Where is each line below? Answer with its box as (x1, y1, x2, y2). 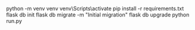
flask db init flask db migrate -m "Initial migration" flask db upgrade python (6, 11, 190, 18)
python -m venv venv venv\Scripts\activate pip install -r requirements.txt (6, 5, 184, 12)
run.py (6, 18, 23, 24)
